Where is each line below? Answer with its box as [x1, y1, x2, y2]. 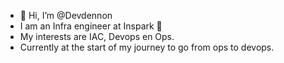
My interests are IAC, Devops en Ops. [19, 31, 175, 42]
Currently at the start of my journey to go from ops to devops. [19, 41, 275, 53]
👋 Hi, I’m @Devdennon [19, 10, 113, 21]
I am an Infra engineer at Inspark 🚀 [19, 20, 163, 32]
